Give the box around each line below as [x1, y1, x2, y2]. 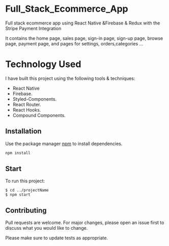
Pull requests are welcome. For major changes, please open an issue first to [5, 220, 164, 226]
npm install [5, 150, 31, 155]
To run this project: [5, 178, 45, 184]
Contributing [5, 206, 47, 214]
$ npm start [5, 192, 31, 198]
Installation [5, 127, 42, 135]
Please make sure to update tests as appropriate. [5, 235, 108, 241]
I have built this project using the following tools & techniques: [5, 75, 135, 81]
